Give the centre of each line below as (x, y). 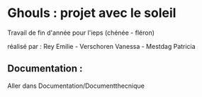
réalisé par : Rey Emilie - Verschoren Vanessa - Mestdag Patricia (102, 46)
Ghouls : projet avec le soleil (92, 13)
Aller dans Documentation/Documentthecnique (76, 86)
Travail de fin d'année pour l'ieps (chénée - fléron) (81, 33)
